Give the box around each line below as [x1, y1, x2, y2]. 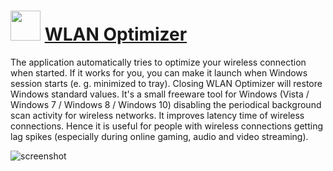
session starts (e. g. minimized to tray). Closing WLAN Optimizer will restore [10, 77, 323, 89]
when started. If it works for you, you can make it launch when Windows [10, 66, 308, 79]
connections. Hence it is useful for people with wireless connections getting [10, 120, 324, 132]
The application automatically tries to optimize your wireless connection [10, 56, 307, 68]
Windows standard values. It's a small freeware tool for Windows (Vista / [10, 88, 310, 100]
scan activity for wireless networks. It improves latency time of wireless [10, 109, 305, 121]
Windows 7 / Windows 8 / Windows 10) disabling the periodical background [10, 98, 322, 110]
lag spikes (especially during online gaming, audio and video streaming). [10, 130, 309, 142]
